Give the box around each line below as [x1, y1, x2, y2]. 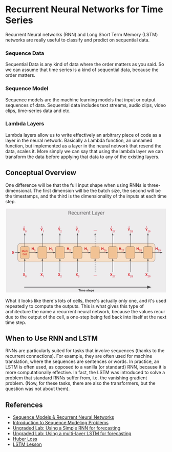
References [5, 400, 43, 409]
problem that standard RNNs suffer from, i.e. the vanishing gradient [5, 375, 147, 381]
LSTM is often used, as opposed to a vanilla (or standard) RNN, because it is [5, 364, 166, 370]
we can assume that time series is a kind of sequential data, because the [5, 67, 159, 73]
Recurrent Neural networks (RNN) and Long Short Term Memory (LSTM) [5, 31, 158, 37]
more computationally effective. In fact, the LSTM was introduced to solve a [5, 370, 165, 376]
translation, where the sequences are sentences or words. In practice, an [5, 358, 160, 364]
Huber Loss [12, 436, 37, 442]
